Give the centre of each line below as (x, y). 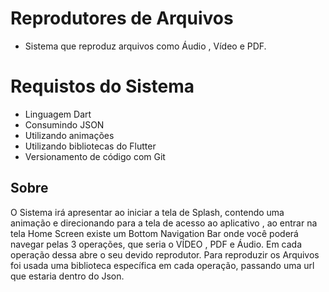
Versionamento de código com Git (95, 156)
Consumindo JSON (64, 124)
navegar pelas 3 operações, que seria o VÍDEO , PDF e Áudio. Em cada (156, 244)
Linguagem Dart (58, 114)
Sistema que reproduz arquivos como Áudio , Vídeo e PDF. (145, 46)
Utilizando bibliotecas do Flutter (90, 146)
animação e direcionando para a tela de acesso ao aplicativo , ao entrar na (164, 223)
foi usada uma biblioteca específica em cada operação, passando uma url (162, 265)
